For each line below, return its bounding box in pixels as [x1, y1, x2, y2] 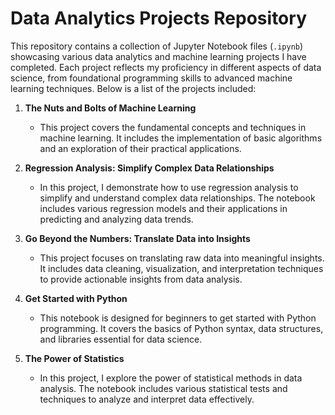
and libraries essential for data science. [39, 333, 203, 345]
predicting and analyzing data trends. [39, 213, 194, 225]
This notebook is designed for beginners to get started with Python [39, 312, 317, 324]
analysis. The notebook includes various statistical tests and [39, 382, 288, 394]
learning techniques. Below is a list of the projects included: [10, 82, 257, 94]
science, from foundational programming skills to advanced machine [10, 72, 293, 84]
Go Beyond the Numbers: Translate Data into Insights [24, 232, 251, 244]
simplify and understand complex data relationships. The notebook [39, 192, 316, 204]
